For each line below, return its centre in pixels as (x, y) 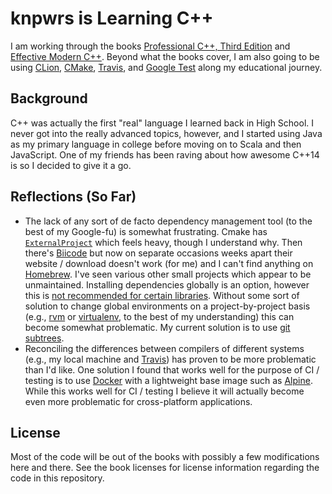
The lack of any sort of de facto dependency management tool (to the (168, 221)
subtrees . (44, 338)
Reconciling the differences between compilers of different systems (164, 348)
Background (49, 98)
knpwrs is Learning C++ (112, 18)
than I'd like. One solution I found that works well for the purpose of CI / (172, 369)
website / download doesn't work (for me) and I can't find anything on (169, 263)
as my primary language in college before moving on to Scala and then (156, 144)
